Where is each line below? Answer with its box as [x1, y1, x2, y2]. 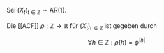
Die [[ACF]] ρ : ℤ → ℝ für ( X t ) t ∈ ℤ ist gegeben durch [6, 21, 158, 31]
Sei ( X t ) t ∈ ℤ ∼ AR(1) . [6, 6, 67, 16]
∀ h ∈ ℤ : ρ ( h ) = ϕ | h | [87, 36, 146, 46]
